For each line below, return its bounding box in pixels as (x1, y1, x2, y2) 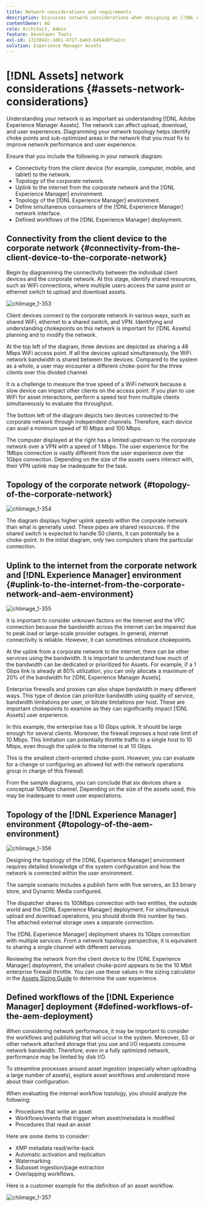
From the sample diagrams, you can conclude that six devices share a (6, 779, 181, 786)
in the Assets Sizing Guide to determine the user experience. (6, 975, 158, 982)
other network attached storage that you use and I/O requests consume (6, 1040, 186, 1047)
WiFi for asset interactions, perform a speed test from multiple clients (6, 393, 180, 401)
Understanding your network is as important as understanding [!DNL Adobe (6, 115, 196, 122)
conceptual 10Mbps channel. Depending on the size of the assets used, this (6, 785, 196, 793)
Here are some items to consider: (6, 1132, 90, 1140)
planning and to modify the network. (6, 331, 97, 338)
